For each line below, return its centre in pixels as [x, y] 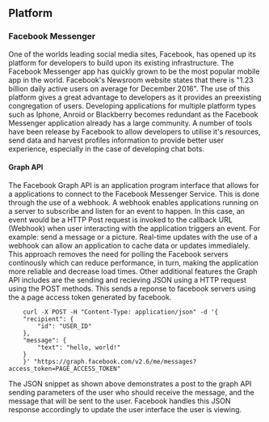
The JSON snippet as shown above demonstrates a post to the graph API [130, 383]
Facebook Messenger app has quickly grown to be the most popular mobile [134, 71]
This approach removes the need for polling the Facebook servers [118, 254]
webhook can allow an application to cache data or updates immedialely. [129, 245]
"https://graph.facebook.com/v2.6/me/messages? [115, 361]
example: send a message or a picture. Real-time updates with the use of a [133, 237]
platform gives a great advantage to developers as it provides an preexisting [135, 97]
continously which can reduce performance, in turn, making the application [133, 262]
